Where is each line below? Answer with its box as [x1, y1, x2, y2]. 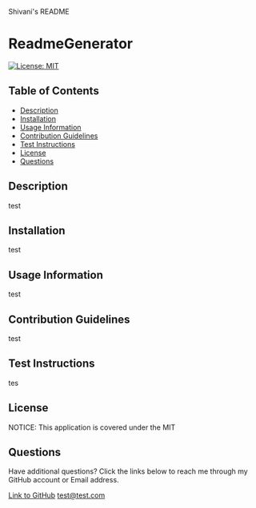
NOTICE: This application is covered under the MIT [8, 423, 176, 432]
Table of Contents [8, 84, 100, 98]
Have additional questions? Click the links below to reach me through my [8, 466, 248, 476]
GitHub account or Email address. [8, 475, 119, 485]
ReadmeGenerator [8, 35, 134, 53]
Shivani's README [8, 7, 70, 16]
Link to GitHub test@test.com [8, 490, 106, 500]
